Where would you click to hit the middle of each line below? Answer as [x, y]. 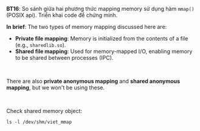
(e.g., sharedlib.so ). [40, 45]
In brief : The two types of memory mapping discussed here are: [87, 27]
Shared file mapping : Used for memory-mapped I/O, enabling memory [104, 51]
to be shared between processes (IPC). [64, 58]
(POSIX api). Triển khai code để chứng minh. [62, 15]
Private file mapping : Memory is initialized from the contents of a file [102, 38]
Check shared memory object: [44, 111]
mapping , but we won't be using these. [56, 88]
